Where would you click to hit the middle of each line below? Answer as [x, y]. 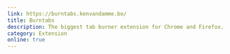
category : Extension [38, 33]
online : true [26, 40]
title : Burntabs [31, 20]
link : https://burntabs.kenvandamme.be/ [67, 14]
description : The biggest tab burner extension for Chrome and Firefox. [116, 27]
